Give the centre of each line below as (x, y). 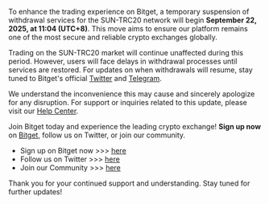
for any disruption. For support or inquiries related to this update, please (128, 102)
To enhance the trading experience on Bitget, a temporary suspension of (129, 12)
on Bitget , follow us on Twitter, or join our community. (97, 135)
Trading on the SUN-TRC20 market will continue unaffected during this (126, 53)
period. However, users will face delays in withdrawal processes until (123, 61)
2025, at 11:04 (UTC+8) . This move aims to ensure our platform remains (128, 29)
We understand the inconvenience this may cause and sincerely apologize (132, 94)
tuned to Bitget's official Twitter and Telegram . (85, 78)
